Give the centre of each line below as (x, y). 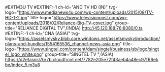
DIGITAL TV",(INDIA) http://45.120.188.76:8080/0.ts (91, 28)
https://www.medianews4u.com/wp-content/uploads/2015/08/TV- (86, 12)
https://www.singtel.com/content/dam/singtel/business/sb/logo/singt (89, 49)
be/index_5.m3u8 (23, 65)
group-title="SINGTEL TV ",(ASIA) (79, 54)
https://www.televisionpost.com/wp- (91, 18)
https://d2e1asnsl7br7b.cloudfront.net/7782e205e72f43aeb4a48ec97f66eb (82, 59)
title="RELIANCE (22, 28)
